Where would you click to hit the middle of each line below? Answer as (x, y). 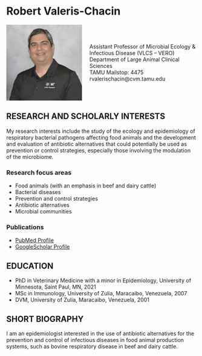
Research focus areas (39, 172)
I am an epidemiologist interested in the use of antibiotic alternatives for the (100, 333)
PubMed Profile (34, 240)
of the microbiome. (30, 156)
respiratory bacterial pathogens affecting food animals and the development (101, 137)
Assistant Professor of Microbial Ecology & (143, 46)
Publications (25, 227)
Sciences (101, 65)
